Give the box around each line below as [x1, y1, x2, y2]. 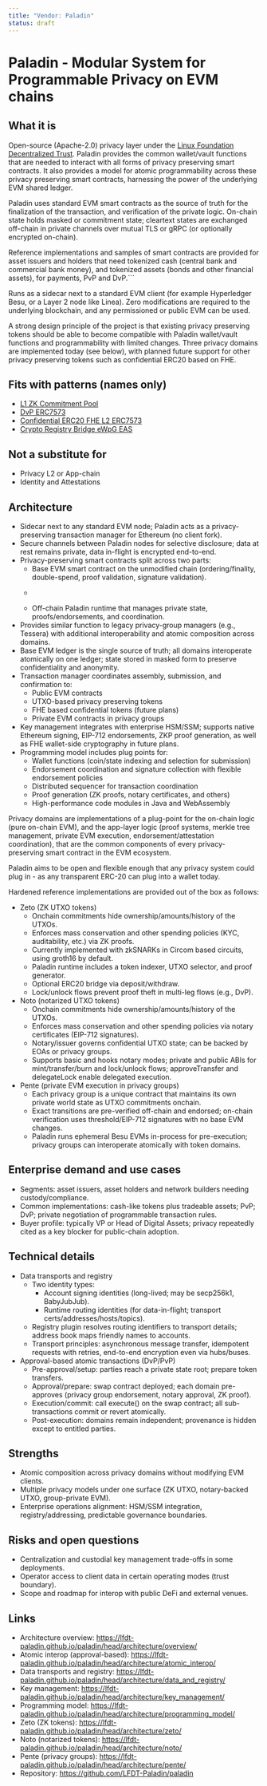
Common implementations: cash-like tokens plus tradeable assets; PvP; [19, 1201, 256, 1211]
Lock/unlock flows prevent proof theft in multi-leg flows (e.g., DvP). [31, 987, 253, 997]
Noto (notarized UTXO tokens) [19, 995, 120, 1006]
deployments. [19, 1563, 65, 1573]
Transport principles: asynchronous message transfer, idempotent [31, 1338, 249, 1349]
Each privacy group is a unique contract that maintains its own [31, 1089, 237, 1098]
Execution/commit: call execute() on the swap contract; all [31, 1398, 223, 1408]
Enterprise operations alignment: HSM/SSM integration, [19, 1502, 202, 1511]
